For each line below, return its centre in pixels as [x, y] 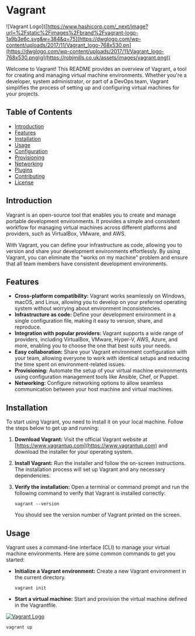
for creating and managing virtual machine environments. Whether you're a [96, 75]
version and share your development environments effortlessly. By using [93, 251]
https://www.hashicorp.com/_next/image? [98, 26]
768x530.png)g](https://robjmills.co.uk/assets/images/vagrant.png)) [88, 57]
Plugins [24, 170]
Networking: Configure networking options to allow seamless [89, 383]
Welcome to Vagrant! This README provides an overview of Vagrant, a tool [96, 69]
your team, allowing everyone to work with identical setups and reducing [102, 358]
